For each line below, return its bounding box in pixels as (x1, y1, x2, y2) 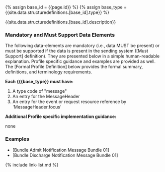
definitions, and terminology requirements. (5, 69, 92, 75)
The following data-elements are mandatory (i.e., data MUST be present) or (5, 43, 160, 49)
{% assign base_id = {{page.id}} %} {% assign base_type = (5, 4, 127, 10)
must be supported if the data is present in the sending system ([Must (5, 48, 148, 54)
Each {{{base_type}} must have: (5, 79, 74, 85)
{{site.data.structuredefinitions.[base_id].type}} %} (5, 9, 110, 15)
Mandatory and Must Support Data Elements (5, 31, 115, 38)
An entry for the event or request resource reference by (12, 99, 127, 105)
